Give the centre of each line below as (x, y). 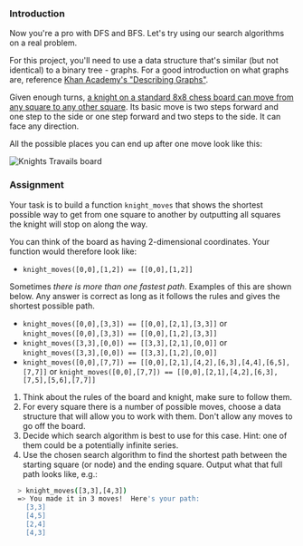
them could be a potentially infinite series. (100, 445)
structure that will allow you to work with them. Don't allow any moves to (157, 416)
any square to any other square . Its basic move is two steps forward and (144, 107)
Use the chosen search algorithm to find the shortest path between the (155, 454)
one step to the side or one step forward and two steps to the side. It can (145, 117)
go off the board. (54, 425)
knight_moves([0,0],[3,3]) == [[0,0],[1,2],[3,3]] (120, 334)
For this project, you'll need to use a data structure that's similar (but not (144, 61)
